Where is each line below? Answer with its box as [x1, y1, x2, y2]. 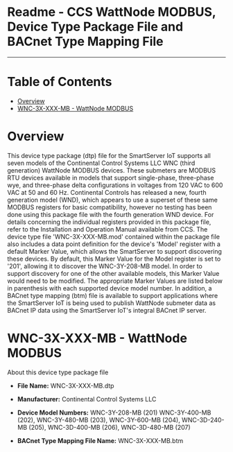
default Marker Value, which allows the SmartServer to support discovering [7, 247, 222, 255]
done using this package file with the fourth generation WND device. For [7, 210, 214, 218]
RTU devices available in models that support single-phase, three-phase [7, 173, 214, 182]
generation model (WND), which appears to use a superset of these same [7, 195, 218, 204]
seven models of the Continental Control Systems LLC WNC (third [7, 159, 196, 167]
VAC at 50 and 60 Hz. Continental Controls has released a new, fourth [7, 188, 207, 196]
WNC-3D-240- [181, 415, 225, 424]
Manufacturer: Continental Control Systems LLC [17, 394, 157, 403]
